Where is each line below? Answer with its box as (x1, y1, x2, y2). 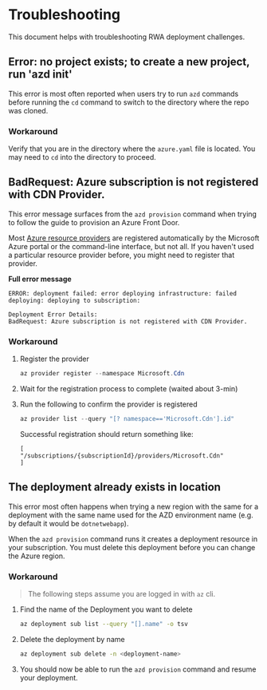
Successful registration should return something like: (19, 429, 194, 438)
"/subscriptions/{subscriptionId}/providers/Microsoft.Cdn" (19, 451, 224, 460)
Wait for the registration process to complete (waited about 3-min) (19, 384, 238, 394)
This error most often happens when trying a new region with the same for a (8, 502, 259, 511)
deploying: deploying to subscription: (8, 296, 141, 304)
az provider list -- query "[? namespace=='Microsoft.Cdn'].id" (19, 415, 235, 423)
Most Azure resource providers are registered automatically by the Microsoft (8, 233, 260, 243)
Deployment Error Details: (8, 310, 98, 319)
